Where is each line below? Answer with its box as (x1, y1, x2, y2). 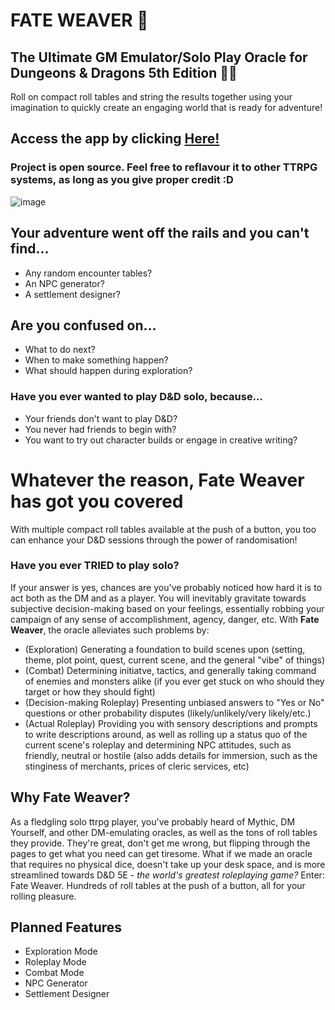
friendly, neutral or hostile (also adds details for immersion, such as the (24, 749, 318, 761)
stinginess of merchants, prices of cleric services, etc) (24, 760, 250, 772)
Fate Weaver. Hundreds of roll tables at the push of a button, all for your (10, 879, 306, 891)
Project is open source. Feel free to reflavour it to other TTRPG (10, 160, 318, 174)
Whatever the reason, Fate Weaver (10, 469, 305, 491)
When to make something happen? (24, 354, 169, 366)
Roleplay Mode (24, 956, 87, 968)
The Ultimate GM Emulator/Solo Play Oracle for (10, 49, 308, 66)
